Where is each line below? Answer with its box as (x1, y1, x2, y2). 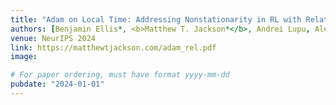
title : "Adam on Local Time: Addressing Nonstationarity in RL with (10, 14, 302, 25)
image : (10, 52, 38, 62)
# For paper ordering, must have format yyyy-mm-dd (10, 70, 230, 80)
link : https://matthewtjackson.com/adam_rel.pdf (10, 42, 217, 53)
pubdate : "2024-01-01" (10, 79, 105, 90)
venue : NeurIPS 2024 (10, 33, 97, 43)
